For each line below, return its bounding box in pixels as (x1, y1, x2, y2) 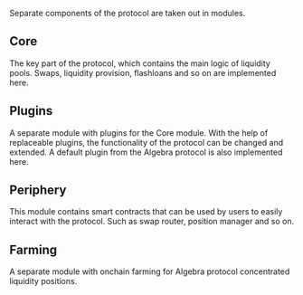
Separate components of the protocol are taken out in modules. (9, 8, 246, 18)
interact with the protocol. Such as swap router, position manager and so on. (9, 216, 295, 227)
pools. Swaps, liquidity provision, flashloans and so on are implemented (9, 67, 277, 78)
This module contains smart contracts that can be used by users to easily (9, 206, 283, 217)
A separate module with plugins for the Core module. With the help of (9, 127, 269, 138)
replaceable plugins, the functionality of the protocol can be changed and (9, 137, 284, 147)
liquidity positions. (9, 276, 78, 287)
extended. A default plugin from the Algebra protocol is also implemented (9, 147, 283, 157)
